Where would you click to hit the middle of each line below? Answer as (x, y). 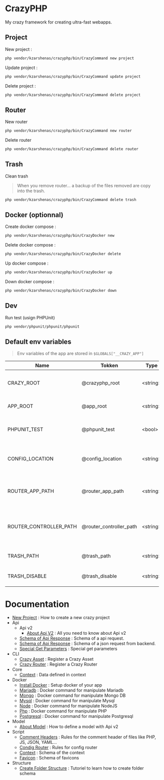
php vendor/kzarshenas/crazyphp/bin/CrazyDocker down (61, 291)
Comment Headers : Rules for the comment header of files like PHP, (88, 737)
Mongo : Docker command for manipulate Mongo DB (72, 695)
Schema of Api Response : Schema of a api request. (72, 638)
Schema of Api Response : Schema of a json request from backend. (88, 644)
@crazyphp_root (101, 383)
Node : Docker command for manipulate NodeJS (68, 706)
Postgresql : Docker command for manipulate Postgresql (76, 716)
